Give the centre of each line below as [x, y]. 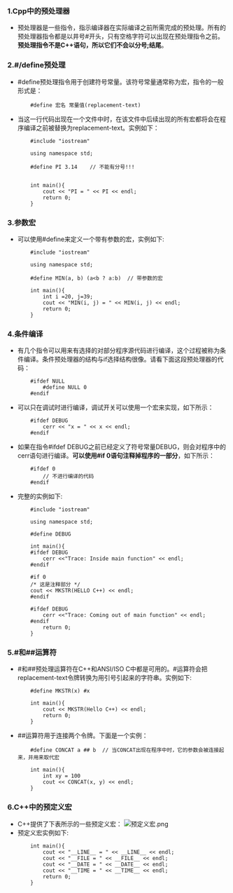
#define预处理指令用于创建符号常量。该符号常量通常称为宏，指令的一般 [120, 81]
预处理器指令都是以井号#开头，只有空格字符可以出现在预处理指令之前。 [120, 36]
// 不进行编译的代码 [69, 477]
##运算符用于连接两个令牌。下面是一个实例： [83, 736]
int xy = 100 [62, 776]
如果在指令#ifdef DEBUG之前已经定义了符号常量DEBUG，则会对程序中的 [121, 447]
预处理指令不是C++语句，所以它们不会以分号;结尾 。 [92, 45]
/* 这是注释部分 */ [55, 585]
